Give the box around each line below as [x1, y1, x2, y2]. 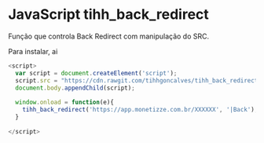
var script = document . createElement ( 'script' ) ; [15, 69, 178, 77]
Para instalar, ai [8, 46, 58, 56]
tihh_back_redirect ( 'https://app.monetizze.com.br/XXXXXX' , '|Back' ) [22, 106, 255, 114]
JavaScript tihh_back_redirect [8, 5, 210, 24]
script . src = [15, 76, 58, 84]
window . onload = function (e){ [15, 98, 114, 107]
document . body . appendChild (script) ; [15, 84, 135, 92]
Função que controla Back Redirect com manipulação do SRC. [8, 31, 210, 41]
